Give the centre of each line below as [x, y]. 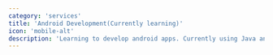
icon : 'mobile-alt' [41, 31]
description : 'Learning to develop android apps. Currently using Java [132, 38]
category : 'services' [45, 16]
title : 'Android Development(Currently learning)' [96, 23]
